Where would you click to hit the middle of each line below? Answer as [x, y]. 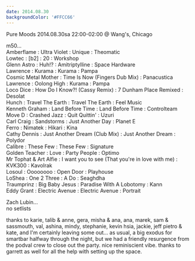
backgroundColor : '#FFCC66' [41, 17]
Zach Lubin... [22, 202]
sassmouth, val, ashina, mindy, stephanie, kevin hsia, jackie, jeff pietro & [94, 226]
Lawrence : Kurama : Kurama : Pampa [52, 71]
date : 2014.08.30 [28, 12]
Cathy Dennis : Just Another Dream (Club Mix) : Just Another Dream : [91, 133]
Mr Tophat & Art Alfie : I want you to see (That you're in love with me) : [92, 159]
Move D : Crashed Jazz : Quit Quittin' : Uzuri [60, 115]
